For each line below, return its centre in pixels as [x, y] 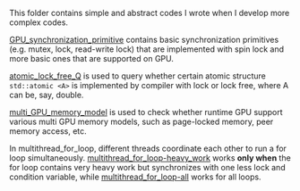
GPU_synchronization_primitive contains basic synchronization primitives [144, 40]
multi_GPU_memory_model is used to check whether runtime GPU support [146, 112]
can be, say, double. [47, 95]
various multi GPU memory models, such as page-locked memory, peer [141, 121]
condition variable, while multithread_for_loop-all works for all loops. [135, 177]
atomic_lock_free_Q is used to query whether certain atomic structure [137, 76]
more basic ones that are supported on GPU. [92, 58]
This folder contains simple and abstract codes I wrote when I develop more [150, 13]
